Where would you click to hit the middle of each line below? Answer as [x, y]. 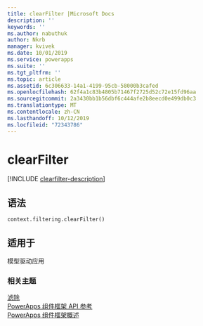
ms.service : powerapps [40, 60]
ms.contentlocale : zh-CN [44, 112]
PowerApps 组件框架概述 [43, 315]
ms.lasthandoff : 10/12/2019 [48, 118]
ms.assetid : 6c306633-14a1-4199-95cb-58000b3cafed [83, 86]
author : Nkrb [26, 40]
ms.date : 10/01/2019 [38, 53]
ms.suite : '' [26, 66]
